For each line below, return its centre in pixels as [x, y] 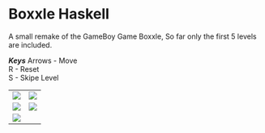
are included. [30, 44]
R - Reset [24, 69]
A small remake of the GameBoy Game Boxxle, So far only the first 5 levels [132, 36]
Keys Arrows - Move [43, 60]
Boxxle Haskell [59, 14]
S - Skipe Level [34, 77]
